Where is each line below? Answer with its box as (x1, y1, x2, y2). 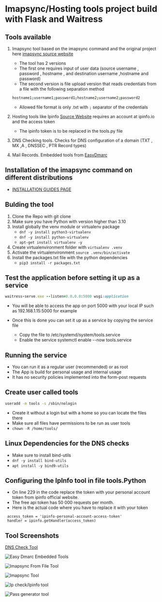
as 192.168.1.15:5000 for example (12, 308, 77, 314)
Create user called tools (5, 388, 78, 397)
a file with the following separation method (19, 86, 104, 92)
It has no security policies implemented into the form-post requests (12, 374, 147, 380)
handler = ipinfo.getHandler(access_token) (7, 518, 96, 524)
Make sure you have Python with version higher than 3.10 (12, 218, 126, 224)
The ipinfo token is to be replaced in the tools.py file (19, 128, 123, 134)
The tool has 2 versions (19, 61, 66, 66)
